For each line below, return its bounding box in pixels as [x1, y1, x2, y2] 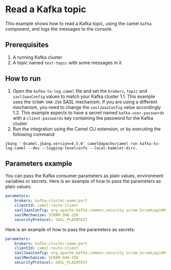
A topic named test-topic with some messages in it [12, 60, 122, 66]
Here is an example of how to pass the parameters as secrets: [5, 226, 135, 232]
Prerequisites [5, 41, 49, 49]
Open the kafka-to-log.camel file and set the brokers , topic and [12, 88, 148, 94]
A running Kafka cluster [12, 54, 63, 60]
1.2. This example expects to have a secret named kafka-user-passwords [12, 110, 164, 116]
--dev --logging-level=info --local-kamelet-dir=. [27, 145, 138, 151]
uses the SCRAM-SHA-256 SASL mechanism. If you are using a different [12, 98, 158, 105]
